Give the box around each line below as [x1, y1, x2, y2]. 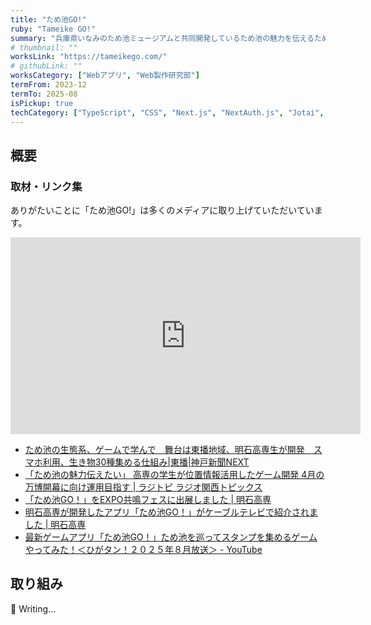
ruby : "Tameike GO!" [10, 24, 97, 34]
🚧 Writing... [10, 602, 57, 615]
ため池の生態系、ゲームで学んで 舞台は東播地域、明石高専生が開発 [24, 444, 305, 456]
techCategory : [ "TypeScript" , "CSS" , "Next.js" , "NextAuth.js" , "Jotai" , [10, 107, 325, 118]
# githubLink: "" [10, 61, 83, 71]
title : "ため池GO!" [10, 14, 87, 25]
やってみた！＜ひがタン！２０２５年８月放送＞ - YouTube [24, 544, 263, 556]
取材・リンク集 [10, 179, 83, 193]
